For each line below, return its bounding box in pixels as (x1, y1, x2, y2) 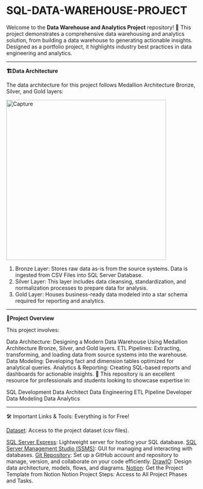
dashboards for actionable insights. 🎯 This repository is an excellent (6, 370, 175, 378)
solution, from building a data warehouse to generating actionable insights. (6, 36, 193, 44)
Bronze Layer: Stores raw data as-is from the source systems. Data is (14, 265, 188, 272)
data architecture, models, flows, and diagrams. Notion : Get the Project (6, 464, 183, 471)
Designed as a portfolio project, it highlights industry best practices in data (6, 43, 192, 50)
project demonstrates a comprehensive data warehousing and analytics (6, 30, 185, 37)
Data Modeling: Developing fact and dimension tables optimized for (6, 357, 174, 364)
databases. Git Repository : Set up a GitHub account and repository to (6, 451, 179, 458)
